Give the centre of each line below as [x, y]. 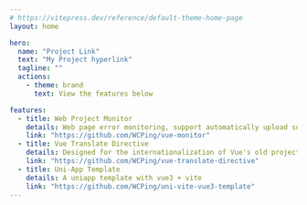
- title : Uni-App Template [69, 169]
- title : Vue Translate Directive [83, 144]
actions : [34, 77]
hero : [20, 43]
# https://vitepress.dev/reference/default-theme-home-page [127, 18]
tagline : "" [41, 68]
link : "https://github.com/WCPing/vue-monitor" [118, 136]
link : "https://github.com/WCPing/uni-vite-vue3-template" [141, 186]
